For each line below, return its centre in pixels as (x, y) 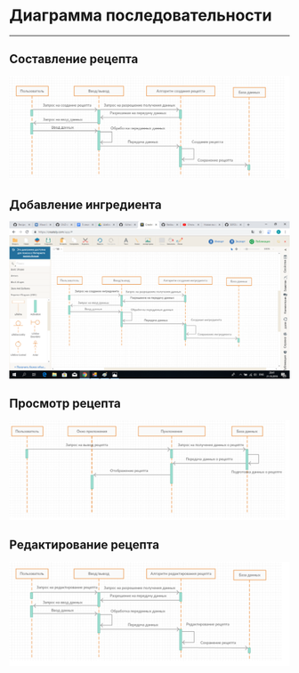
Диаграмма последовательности (141, 16)
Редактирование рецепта (85, 545)
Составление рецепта (74, 59)
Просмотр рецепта (65, 404)
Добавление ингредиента (85, 204)
